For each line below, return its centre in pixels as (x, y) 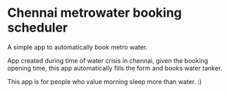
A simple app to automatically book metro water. (78, 47)
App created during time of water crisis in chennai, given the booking (108, 60)
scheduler (38, 28)
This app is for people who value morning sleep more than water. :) (105, 81)
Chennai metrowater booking (94, 13)
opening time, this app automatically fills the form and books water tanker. (115, 68)
